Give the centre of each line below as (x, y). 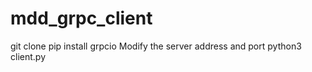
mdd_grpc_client (81, 18)
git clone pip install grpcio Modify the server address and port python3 (156, 46)
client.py (28, 56)
